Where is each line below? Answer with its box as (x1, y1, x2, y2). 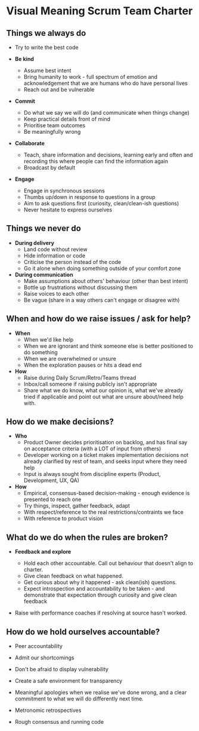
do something (23, 348, 58, 356)
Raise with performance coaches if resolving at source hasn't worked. (14, 609, 187, 616)
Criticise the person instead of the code (23, 258, 122, 265)
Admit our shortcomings (14, 654, 74, 661)
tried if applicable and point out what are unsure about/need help (23, 393, 184, 400)
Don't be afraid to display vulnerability (14, 666, 109, 673)
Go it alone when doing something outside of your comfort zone (23, 265, 181, 272)
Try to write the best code (14, 44, 79, 51)
